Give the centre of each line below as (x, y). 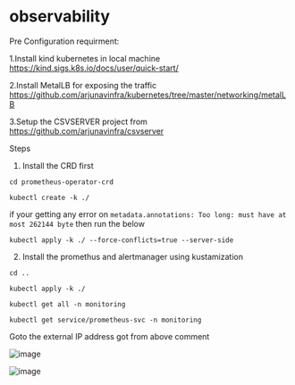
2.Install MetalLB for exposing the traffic (83, 85)
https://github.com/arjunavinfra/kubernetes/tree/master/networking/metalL (147, 95)
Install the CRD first (58, 165)
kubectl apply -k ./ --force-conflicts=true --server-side (122, 240)
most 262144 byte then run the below (77, 223)
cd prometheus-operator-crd (62, 182)
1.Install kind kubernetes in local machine (85, 58)
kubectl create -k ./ (50, 197)
